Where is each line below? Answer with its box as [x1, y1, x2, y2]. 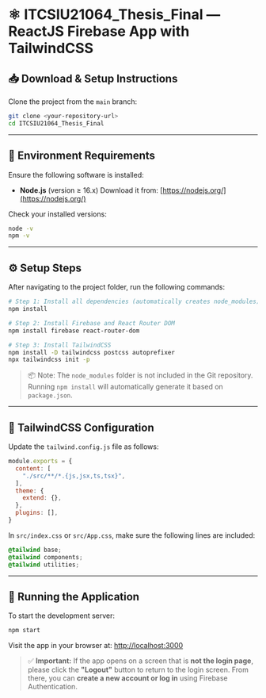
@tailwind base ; [8, 546, 62, 554]
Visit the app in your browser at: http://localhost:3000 [8, 641, 184, 650]
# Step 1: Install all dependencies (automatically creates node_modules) [8, 297, 260, 306]
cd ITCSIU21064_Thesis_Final [8, 119, 104, 128]
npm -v [8, 232, 30, 240]
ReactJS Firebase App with [8, 22, 190, 40]
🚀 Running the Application [8, 589, 140, 604]
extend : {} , [22, 494, 62, 502]
